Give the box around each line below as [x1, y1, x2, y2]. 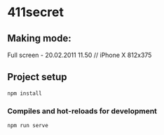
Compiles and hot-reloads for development [7, 106, 158, 116]
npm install [7, 89, 42, 97]
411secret [7, 4, 64, 20]
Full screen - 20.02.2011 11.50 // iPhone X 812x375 [7, 51, 152, 59]
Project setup [7, 71, 68, 83]
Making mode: [7, 32, 71, 44]
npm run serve [7, 122, 49, 129]
